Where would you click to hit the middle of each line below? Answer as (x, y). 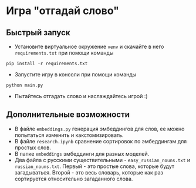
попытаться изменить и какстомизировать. (69, 135)
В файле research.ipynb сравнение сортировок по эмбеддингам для (100, 141)
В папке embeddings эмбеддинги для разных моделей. (82, 153)
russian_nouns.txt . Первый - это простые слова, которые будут (94, 166)
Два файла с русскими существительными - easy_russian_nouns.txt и (102, 160)
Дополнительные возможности (68, 115)
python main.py (25, 85)
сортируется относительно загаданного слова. (74, 179)
